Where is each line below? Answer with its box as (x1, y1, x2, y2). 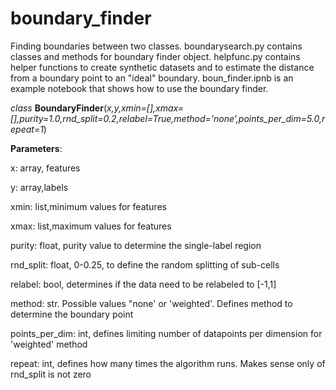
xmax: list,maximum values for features (10, 220, 172, 232)
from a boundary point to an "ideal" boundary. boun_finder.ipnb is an (10, 72, 294, 84)
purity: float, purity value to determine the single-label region (10, 239, 262, 251)
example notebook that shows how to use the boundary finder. (10, 82, 269, 94)
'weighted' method (10, 338, 88, 350)
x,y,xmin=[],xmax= (106, 102, 185, 114)
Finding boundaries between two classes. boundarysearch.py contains (10, 40, 303, 52)
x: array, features (10, 162, 81, 174)
